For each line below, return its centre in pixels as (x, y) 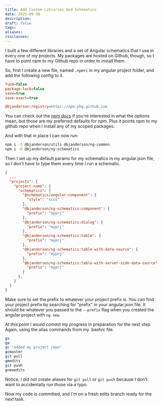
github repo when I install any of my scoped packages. (60, 126)
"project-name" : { (32, 186)
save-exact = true (21, 98)
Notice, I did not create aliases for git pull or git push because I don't (76, 379)
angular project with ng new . (33, 315)
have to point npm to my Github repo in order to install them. (65, 61)
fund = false (16, 84)
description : (18, 18)
